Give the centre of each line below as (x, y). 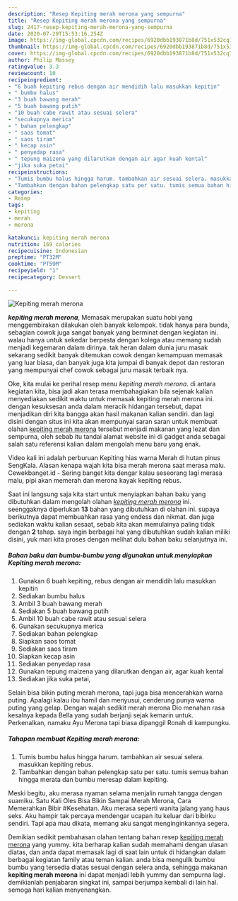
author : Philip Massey (41, 60)
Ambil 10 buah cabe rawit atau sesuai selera (82, 618)
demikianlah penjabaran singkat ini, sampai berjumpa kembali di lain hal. (113, 882)
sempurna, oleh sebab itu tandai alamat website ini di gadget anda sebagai (117, 436)
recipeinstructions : (38, 172)
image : (18, 40)
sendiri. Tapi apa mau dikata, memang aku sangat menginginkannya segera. (119, 823)
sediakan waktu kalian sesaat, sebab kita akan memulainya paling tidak (111, 524)
